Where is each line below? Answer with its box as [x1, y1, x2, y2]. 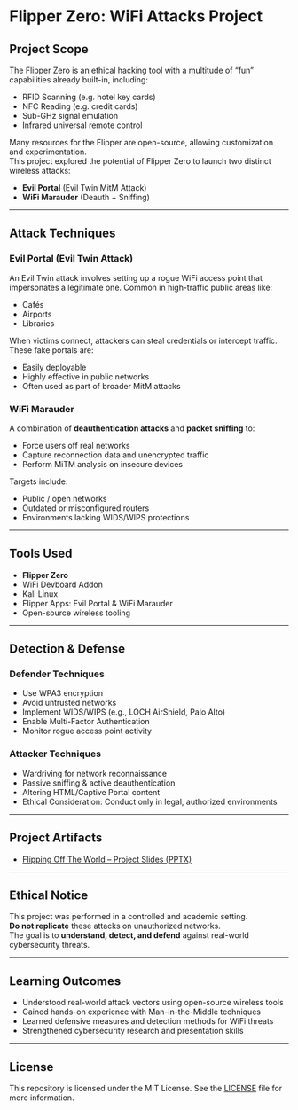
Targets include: [9, 476, 68, 487]
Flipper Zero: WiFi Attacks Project [9, 6, 263, 27]
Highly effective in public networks [21, 371, 150, 382]
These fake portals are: [9, 344, 95, 356]
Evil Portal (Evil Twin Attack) [9, 253, 134, 265]
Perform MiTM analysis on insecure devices [21, 458, 184, 469]
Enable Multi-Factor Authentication [21, 716, 150, 727]
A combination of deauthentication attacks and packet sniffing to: [9, 423, 255, 434]
